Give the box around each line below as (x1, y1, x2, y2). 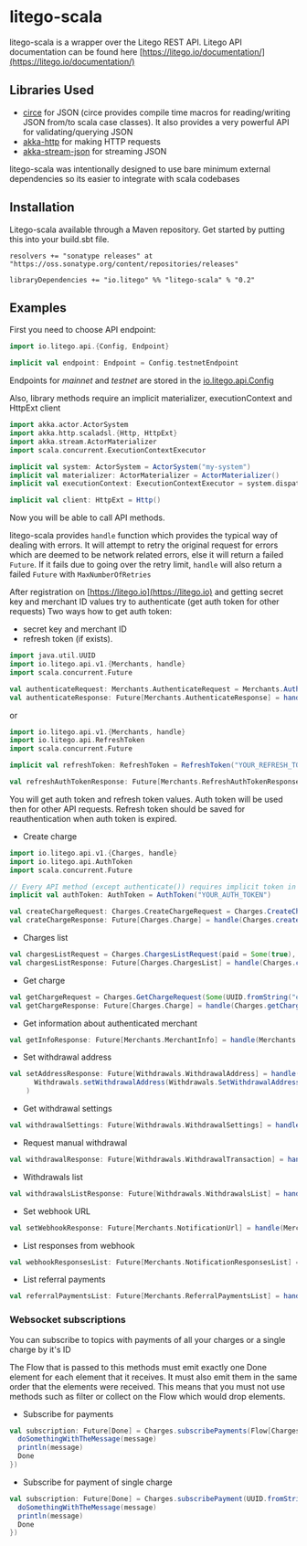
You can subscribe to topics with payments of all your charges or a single (9, 1334, 286, 1345)
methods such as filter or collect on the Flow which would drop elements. (9, 1391, 286, 1402)
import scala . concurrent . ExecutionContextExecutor (9, 445, 206, 454)
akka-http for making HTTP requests (22, 135, 162, 147)
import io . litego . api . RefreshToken (9, 736, 145, 745)
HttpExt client (9, 402, 61, 413)
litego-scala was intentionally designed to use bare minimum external (9, 163, 271, 175)
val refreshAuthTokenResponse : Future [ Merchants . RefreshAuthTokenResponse (9, 777, 301, 786)
